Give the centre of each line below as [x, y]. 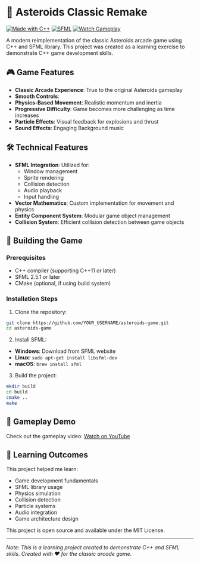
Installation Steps [32, 299]
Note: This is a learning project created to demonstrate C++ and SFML [93, 547]
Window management [51, 171]
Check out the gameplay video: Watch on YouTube [68, 436]
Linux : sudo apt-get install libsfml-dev [66, 358]
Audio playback [43, 190]
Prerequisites [26, 257]
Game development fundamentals [56, 481]
